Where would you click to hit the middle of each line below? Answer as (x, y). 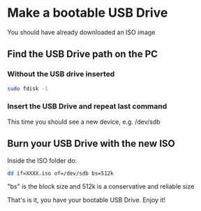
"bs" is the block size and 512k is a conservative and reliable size (101, 187)
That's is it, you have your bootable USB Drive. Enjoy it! (87, 200)
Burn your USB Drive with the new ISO (91, 144)
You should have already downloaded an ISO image (81, 32)
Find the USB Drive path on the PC (83, 54)
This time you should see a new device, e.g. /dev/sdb (84, 122)
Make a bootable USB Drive (88, 13)
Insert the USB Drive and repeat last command (87, 106)
